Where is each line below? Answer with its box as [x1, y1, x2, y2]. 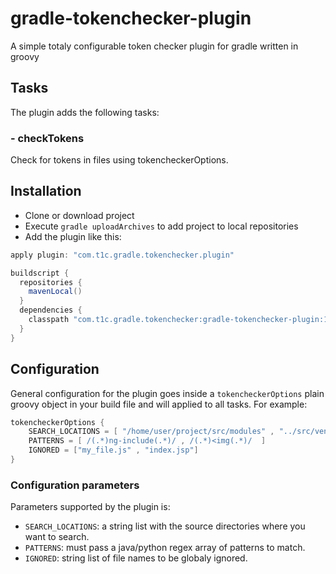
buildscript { [10, 268, 70, 278]
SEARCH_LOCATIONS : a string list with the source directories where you [24, 520, 306, 532]
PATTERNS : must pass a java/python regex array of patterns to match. [24, 542, 306, 554]
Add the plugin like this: [24, 230, 122, 242]
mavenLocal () [28, 287, 83, 297]
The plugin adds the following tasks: [10, 106, 160, 118]
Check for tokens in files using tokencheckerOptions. [10, 154, 229, 166]
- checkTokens [10, 131, 85, 145]
